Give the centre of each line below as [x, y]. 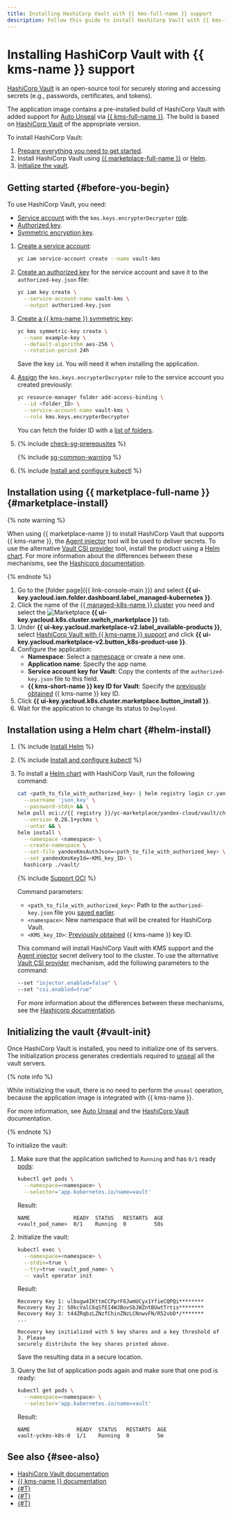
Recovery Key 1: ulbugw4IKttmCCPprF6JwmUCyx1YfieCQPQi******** [111, 1302]
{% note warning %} [36, 520]
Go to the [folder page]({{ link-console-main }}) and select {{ [104, 590]
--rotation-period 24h [57, 351]
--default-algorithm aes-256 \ [69, 344]
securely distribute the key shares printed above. [93, 1344]
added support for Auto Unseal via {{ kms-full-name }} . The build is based [113, 117]
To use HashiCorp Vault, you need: [57, 204]
